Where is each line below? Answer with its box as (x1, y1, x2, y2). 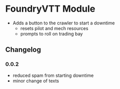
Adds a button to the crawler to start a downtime (12, 20, 115, 26)
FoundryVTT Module (5, 3, 95, 15)
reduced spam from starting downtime (12, 72, 94, 78)
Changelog (5, 45, 41, 54)
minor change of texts (12, 77, 59, 84)
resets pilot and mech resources (20, 25, 88, 31)
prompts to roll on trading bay (20, 31, 83, 37)
